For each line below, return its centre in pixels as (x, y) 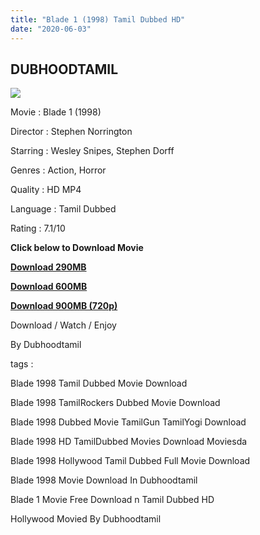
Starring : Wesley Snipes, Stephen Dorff (92, 151)
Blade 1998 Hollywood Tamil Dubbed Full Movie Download (130, 461)
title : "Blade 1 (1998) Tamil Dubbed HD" (98, 19)
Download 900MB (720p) (64, 306)
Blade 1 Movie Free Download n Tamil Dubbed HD (112, 500)
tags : (22, 364)
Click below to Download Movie (77, 248)
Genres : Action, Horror (58, 170)
